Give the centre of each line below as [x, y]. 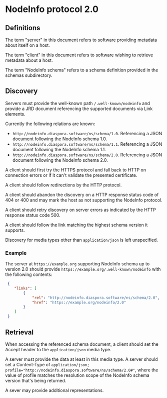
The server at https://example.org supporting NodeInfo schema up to [77, 264]
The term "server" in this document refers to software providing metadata [81, 40]
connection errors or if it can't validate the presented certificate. [71, 175]
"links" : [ [25, 288]
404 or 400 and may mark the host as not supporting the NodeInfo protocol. [84, 200]
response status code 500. [33, 215]
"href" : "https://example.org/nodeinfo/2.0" [79, 303]
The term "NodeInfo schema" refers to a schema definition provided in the [82, 70]
